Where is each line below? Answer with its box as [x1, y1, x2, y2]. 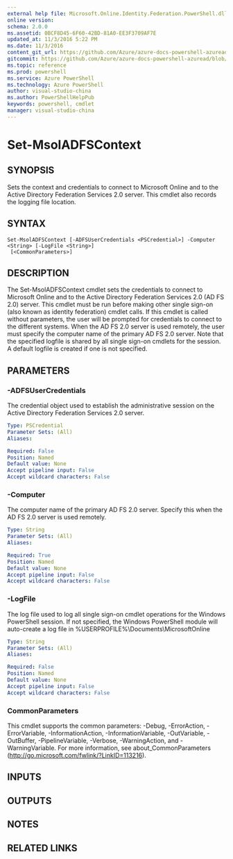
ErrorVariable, [7, 728, 47, 737]
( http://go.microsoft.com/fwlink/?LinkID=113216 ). [7, 751, 147, 759]
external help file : [7, 10, 67, 17]
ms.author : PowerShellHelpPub [7, 94, 95, 101]
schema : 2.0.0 [7, 23, 49, 30]
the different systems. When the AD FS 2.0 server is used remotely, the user [7, 322, 225, 331]
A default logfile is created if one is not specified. [7, 344, 148, 353]
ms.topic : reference [7, 62, 67, 69]
